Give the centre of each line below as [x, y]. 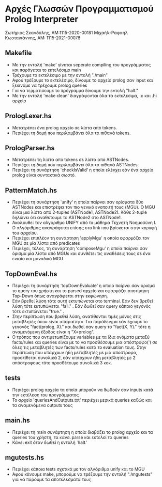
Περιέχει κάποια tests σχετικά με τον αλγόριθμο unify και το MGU [78, 469]
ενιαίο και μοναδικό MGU [38, 259]
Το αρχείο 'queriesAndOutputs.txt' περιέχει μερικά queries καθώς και [82, 400]
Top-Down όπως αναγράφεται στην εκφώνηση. [60, 296]
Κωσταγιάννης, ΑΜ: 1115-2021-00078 [43, 38]
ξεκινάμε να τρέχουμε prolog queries [50, 85]
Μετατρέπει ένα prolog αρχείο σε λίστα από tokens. [64, 127]
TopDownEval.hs [31, 274]
